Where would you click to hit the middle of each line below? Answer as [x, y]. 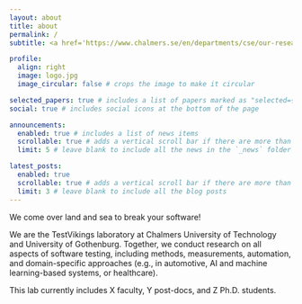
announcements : [38, 125]
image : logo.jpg [48, 76]
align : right [42, 67]
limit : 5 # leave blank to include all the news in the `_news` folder [155, 150]
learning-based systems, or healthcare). [84, 273]
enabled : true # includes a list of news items [108, 133]
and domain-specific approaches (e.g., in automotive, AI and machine [138, 263]
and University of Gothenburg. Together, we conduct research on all [136, 244]
